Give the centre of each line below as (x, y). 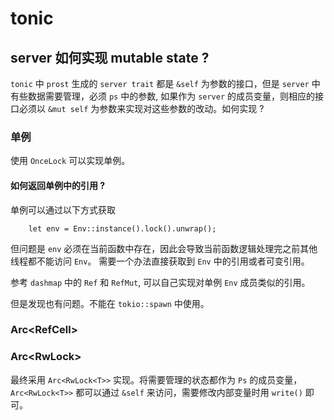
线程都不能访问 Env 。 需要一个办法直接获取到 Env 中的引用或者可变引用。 (160, 261)
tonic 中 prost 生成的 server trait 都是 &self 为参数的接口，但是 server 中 (165, 83)
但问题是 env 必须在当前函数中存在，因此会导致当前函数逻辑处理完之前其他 (164, 248)
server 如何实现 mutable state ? (110, 57)
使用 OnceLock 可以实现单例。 (70, 161)
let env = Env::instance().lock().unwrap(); (122, 228)
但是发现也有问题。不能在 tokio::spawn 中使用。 (110, 303)
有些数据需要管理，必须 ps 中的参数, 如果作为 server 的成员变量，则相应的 (163, 96)
